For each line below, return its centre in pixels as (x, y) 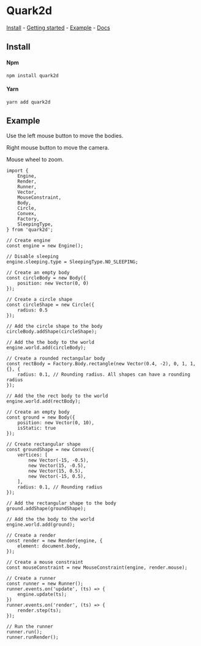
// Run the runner (30, 626)
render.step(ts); (40, 610)
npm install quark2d (33, 75)
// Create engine (28, 240)
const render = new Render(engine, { (55, 541)
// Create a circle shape (39, 299)
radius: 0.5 (32, 310)
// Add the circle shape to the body (55, 326)
